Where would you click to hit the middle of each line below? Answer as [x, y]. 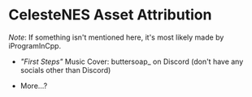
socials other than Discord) [65, 70]
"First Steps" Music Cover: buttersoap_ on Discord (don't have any [132, 61]
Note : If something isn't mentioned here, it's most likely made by [116, 37]
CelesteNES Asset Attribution [110, 15]
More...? [34, 86]
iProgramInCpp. [35, 45]
